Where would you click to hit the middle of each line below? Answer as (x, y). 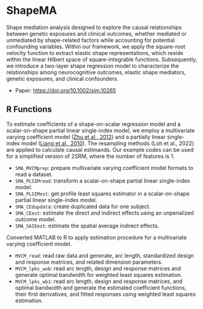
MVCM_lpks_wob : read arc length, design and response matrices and (98, 268)
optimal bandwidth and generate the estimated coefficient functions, (101, 287)
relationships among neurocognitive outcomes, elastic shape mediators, (96, 72)
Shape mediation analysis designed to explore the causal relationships (94, 27)
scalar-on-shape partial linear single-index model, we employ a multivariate (101, 130)
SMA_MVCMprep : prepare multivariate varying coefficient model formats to (104, 168)
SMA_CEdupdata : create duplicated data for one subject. (83, 206)
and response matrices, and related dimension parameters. (89, 262)
